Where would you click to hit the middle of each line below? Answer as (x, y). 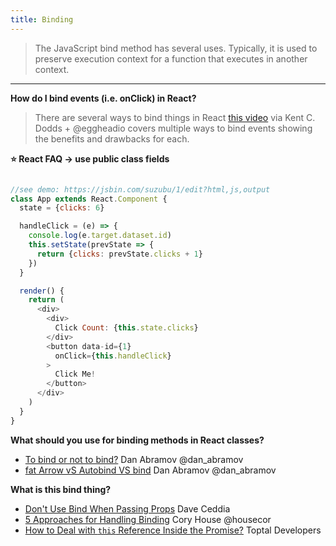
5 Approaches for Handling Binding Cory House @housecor (148, 519)
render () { (42, 291)
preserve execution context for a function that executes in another (171, 58)
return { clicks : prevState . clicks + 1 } (119, 254)
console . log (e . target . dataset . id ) (100, 236)
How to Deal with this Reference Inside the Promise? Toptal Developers (173, 530)
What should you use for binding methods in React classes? (137, 440)
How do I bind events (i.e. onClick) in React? (103, 98)
